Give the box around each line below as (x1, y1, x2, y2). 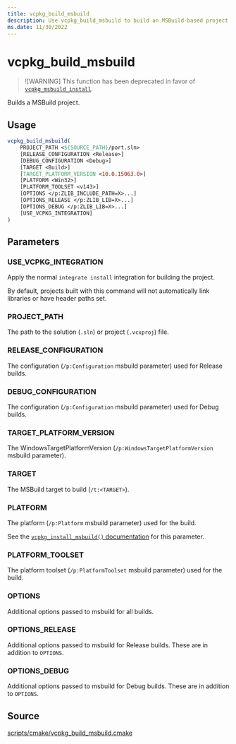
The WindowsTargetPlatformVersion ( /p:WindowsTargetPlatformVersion (7, 444, 213, 452)
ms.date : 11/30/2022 (7, 23, 68, 30)
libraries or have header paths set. (7, 294, 107, 303)
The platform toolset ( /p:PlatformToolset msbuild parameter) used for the (7, 566, 223, 575)
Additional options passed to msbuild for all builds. (7, 607, 154, 616)
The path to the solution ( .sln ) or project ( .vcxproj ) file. (7, 328, 169, 336)
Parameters (7, 236, 60, 248)
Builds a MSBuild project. (7, 98, 80, 107)
